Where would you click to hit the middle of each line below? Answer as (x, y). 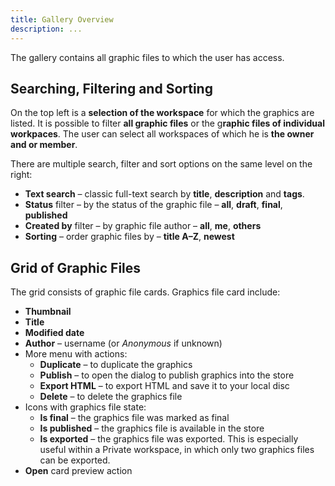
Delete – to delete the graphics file (111, 397)
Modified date (54, 333)
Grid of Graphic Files (76, 267)
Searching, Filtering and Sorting (111, 88)
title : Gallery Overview (62, 19)
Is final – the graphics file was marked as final (134, 418)
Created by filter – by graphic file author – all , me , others (143, 226)
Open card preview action (78, 471)
